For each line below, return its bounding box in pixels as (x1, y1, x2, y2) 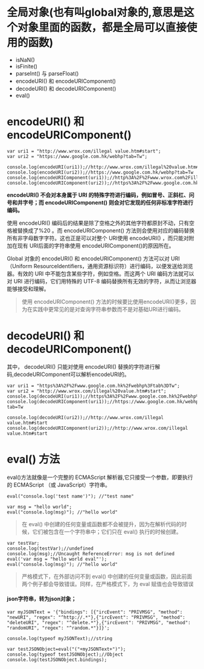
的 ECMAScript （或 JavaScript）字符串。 (7, 481, 110, 488)
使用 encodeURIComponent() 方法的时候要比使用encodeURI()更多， (21, 298, 191, 305)
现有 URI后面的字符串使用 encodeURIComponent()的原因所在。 (17, 242, 174, 249)
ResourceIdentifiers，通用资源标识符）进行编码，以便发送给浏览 (33, 262, 194, 269)
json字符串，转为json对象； (7, 595, 77, 602)
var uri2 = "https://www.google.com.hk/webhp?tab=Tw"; (7, 153, 148, 159)
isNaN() (15, 56, 35, 64)
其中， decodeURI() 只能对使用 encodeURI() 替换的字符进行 (7, 363, 155, 370)
